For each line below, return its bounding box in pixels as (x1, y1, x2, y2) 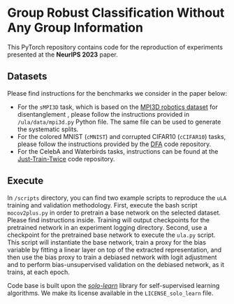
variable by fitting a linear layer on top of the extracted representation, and (7, 245, 222, 254)
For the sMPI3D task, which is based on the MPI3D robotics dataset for (17, 103, 218, 111)
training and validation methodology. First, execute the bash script (7, 201, 198, 209)
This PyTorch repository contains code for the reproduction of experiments (7, 43, 224, 51)
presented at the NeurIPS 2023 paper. (7, 50, 118, 59)
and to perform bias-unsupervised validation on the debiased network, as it (7, 260, 225, 268)
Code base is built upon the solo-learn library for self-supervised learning (7, 281, 220, 289)
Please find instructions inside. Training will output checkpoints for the (7, 215, 210, 224)
